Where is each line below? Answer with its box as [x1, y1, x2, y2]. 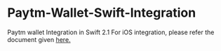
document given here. [7, 35, 72, 43]
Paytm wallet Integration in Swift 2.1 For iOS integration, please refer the [7, 28, 215, 36]
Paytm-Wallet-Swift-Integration [7, 5, 196, 21]
